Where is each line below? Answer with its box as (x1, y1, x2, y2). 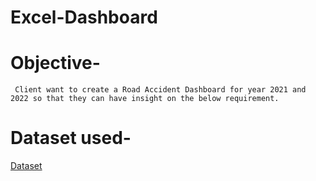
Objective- (10, 52, 101, 75)
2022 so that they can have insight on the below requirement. (10, 94, 280, 104)
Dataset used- (10, 127, 132, 150)
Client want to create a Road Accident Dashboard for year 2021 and (14, 85, 307, 95)
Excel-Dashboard (10, 6, 158, 29)
